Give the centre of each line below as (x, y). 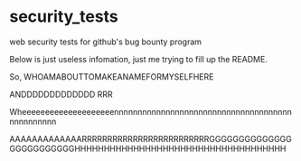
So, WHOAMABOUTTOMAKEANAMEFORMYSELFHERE (112, 76)
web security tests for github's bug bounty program (105, 42)
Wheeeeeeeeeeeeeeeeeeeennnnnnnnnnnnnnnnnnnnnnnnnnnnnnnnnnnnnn (150, 111)
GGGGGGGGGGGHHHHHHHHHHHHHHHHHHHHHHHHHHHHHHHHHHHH (148, 148)
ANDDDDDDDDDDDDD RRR (61, 94)
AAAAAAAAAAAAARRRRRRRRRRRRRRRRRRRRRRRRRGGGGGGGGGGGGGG (150, 138)
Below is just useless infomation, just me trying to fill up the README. (139, 59)
